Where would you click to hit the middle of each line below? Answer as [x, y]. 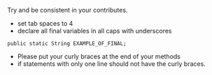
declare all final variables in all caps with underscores [94, 31]
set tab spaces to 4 [45, 23]
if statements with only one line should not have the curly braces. [112, 64]
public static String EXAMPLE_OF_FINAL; [67, 44]
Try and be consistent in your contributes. [68, 10]
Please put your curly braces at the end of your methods [99, 56]
